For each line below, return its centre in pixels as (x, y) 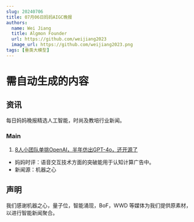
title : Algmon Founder (39, 34)
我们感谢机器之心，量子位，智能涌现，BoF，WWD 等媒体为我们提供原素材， (99, 205)
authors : (17, 22)
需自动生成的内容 (48, 81)
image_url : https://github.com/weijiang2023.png (72, 45)
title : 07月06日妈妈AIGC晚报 (39, 17)
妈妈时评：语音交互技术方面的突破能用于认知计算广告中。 (84, 162)
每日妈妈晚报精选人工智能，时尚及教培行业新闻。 (65, 120)
